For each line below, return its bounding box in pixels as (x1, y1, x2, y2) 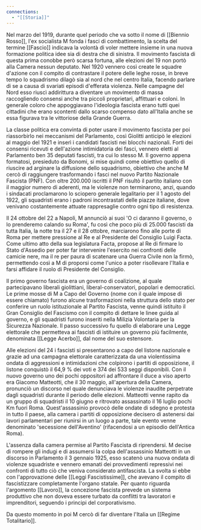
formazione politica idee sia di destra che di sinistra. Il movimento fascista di (6, 50, 196, 57)
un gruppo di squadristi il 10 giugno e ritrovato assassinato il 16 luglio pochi (6, 397, 193, 405)
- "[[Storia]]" (11, 14, 50, 20)
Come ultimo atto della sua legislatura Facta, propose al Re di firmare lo (6, 240, 184, 247)
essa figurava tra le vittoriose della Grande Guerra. (6, 114, 132, 121)
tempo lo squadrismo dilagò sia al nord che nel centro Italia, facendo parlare (6, 76, 196, 83)
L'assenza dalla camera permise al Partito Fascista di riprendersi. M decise (6, 441, 191, 449)
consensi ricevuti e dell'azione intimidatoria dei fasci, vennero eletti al (6, 145, 179, 152)
